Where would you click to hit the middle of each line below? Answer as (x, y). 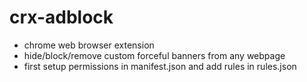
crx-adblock (61, 17)
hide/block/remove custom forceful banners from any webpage (154, 55)
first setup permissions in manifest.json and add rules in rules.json (160, 66)
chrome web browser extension (89, 45)
